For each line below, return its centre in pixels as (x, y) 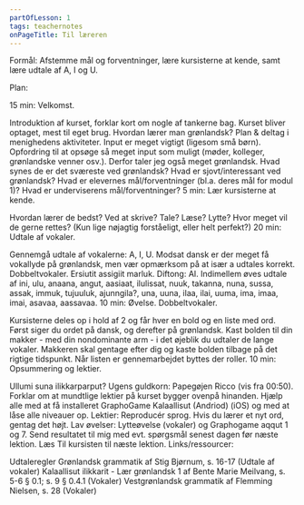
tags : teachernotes (46, 26)
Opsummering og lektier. (55, 369)
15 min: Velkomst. (42, 105)
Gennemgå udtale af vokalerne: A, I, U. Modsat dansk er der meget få (139, 254)
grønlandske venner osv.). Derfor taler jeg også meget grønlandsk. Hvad (145, 162)
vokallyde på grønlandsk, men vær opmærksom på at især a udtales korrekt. (152, 264)
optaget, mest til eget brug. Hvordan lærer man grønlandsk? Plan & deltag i (149, 133)
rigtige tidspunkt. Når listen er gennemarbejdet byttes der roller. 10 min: (143, 359)
